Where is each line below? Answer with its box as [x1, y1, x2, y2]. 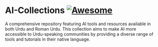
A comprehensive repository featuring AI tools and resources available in [5, 21, 151, 27]
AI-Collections [5, 5, 65, 16]
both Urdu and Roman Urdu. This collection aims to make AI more [5, 26, 136, 31]
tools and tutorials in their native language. [5, 36, 90, 42]
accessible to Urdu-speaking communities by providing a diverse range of [5, 31, 154, 37]
